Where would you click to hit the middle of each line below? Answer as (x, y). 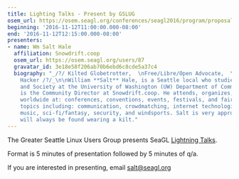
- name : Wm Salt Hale (39, 47)
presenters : (25, 40)
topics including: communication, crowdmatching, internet (110, 107)
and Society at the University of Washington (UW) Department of (119, 87)
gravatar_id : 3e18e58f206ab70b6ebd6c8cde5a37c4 (86, 67)
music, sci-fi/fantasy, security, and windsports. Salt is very (117, 113)
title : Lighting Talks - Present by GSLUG (71, 14)
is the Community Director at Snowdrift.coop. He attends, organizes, (127, 93)
